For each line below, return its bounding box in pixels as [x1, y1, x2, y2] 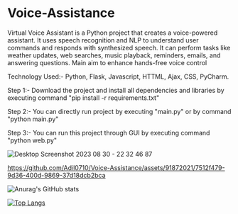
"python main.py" [7, 115, 59, 123]
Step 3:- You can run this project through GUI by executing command [7, 128, 210, 137]
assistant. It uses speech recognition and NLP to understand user [7, 35, 199, 44]
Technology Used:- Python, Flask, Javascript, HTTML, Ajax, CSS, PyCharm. [7, 72, 229, 81]
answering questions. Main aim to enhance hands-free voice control [7, 58, 207, 67]
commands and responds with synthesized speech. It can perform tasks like [7, 43, 231, 52]
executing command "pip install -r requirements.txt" [7, 94, 160, 102]
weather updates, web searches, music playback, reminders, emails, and [7, 51, 221, 60]
